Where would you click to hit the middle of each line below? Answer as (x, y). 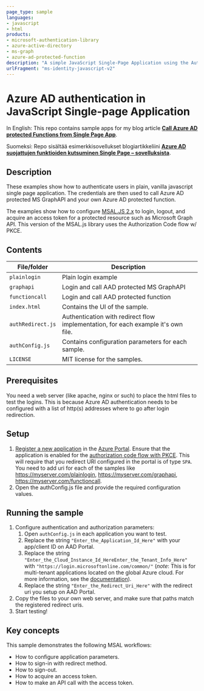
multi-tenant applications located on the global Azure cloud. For (104, 572)
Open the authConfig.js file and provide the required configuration (98, 487)
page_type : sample (29, 12)
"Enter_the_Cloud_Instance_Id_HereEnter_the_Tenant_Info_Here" (106, 560)
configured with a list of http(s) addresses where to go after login (88, 408)
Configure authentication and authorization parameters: (85, 528)
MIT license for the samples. (102, 359)
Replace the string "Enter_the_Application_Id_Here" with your (102, 540)
